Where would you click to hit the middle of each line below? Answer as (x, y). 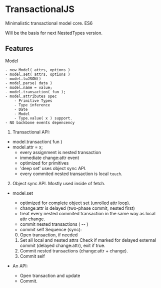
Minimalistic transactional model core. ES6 (49, 23)
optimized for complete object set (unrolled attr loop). (75, 203)
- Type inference (32, 105)
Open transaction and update (50, 275)
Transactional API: (31, 132)
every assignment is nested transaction (60, 152)
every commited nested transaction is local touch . (71, 174)
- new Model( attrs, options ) (38, 70)
